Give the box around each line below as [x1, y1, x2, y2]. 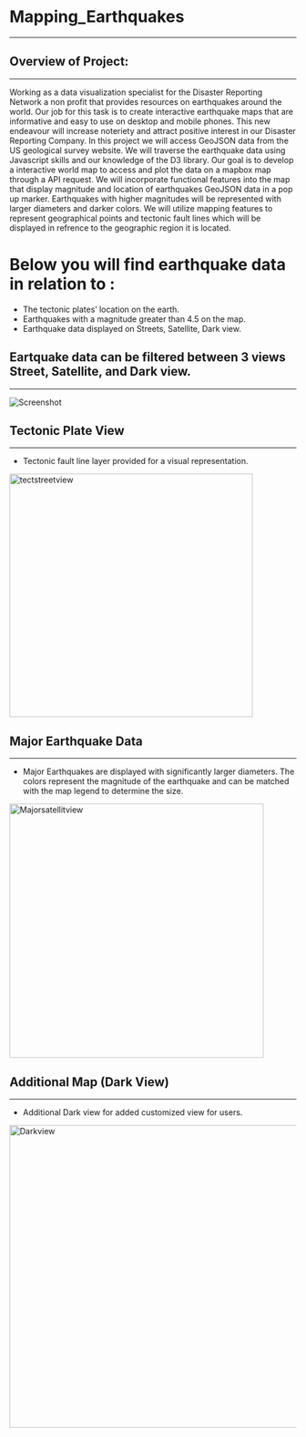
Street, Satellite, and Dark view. [9, 364, 191, 379]
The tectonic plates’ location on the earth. [22, 304, 180, 315]
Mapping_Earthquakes [9, 6, 185, 27]
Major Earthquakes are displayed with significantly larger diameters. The [22, 766, 295, 777]
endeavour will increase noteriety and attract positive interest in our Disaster [9, 125, 296, 136]
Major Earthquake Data [9, 733, 143, 749]
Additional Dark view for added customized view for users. [22, 1106, 243, 1118]
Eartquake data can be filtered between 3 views [9, 349, 287, 366]
